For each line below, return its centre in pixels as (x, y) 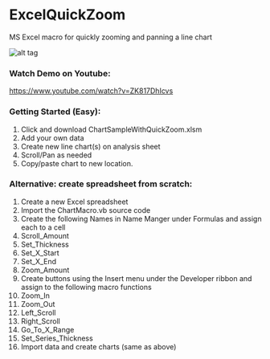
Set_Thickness (45, 244)
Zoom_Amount (45, 270)
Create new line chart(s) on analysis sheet (90, 146)
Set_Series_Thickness (57, 338)
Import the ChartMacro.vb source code (86, 210)
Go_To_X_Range (47, 329)
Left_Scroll (38, 312)
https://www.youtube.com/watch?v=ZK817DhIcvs (91, 91)
